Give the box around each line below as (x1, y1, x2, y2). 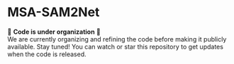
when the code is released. (7, 50, 87, 58)
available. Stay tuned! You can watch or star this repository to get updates (7, 42, 223, 51)
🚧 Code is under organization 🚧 (7, 27, 101, 36)
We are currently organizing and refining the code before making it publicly (7, 34, 227, 43)
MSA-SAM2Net (7, 4, 100, 20)
